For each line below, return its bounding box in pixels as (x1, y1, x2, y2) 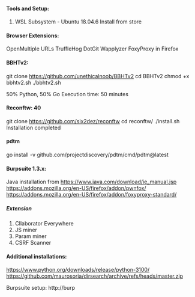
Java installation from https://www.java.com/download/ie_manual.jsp (6, 178, 177, 186)
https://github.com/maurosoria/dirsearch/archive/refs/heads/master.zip (6, 272, 183, 280)
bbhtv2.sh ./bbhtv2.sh (6, 79, 61, 86)
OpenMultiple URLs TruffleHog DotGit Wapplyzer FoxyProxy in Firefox (6, 45, 179, 52)
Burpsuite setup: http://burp (6, 284, 76, 292)
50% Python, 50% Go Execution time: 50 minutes (6, 90, 129, 97)
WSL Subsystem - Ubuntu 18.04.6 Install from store (14, 18, 142, 25)
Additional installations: (6, 253, 67, 260)
